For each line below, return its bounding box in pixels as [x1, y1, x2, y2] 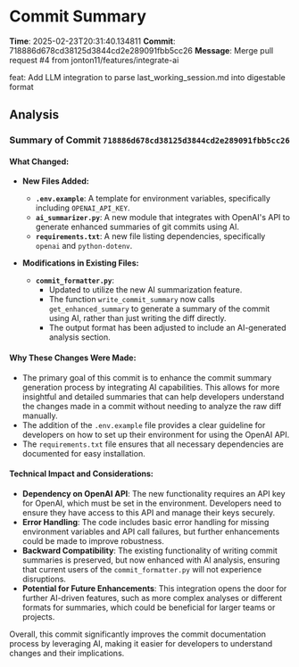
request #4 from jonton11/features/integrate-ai [9, 54, 179, 65]
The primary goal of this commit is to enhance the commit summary [21, 372, 272, 383]
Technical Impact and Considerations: [9, 468, 154, 479]
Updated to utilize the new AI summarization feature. [48, 284, 243, 295]
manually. [21, 410, 58, 421]
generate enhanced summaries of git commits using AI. [35, 221, 239, 233]
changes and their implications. [9, 647, 125, 658]
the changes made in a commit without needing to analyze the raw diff [21, 400, 282, 411]
